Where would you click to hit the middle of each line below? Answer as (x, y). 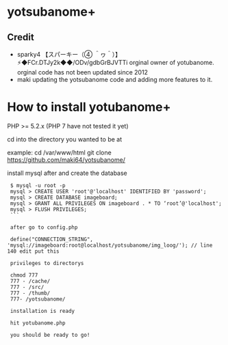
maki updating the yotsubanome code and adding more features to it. (115, 80)
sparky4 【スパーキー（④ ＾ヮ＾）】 (69, 54)
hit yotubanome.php (38, 323)
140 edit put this (33, 251)
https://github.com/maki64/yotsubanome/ (66, 160)
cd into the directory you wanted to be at (64, 139)
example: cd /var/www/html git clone (59, 152)
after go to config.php (44, 227)
